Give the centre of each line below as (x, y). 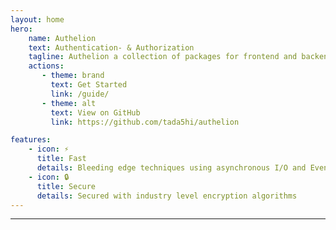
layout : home (37, 19)
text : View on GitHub (95, 112)
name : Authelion (62, 38)
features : (31, 140)
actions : (46, 66)
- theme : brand (73, 76)
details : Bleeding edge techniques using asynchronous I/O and (171, 168)
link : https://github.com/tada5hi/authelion (145, 122)
